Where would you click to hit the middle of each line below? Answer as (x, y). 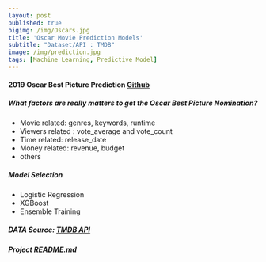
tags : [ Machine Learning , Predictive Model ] (83, 60)
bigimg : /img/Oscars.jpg (49, 30)
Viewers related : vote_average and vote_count (96, 131)
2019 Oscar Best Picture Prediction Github (79, 85)
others (30, 157)
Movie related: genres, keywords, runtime (87, 123)
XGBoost (34, 203)
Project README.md (43, 249)
